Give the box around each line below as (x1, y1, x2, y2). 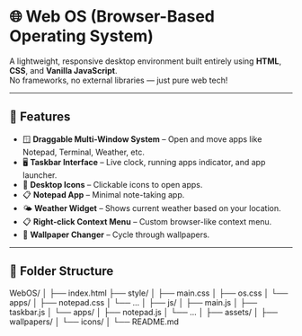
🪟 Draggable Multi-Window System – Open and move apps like (22, 133, 262, 145)
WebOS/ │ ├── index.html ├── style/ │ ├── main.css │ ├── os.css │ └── (9, 287, 289, 298)
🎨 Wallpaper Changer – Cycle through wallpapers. (22, 229, 210, 240)
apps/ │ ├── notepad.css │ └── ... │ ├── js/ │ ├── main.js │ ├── (9, 296, 258, 307)
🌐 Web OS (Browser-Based (9, 6, 216, 27)
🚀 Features (9, 110, 71, 125)
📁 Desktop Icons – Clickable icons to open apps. (22, 179, 203, 190)
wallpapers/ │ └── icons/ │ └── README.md (9, 316, 180, 327)
